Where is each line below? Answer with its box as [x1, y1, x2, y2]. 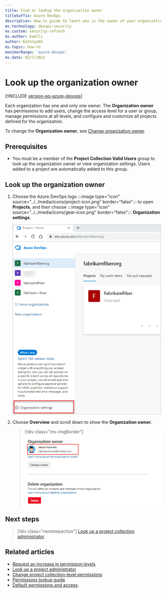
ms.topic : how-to [5, 45, 41, 49]
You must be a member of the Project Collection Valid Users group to [12, 156, 155, 162]
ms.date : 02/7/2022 [5, 55, 45, 60]
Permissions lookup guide [12, 577, 65, 583]
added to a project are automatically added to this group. [12, 166, 128, 172]
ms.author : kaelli [5, 34, 43, 39]
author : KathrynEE [5, 40, 43, 45]
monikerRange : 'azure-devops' [5, 49, 68, 54]
